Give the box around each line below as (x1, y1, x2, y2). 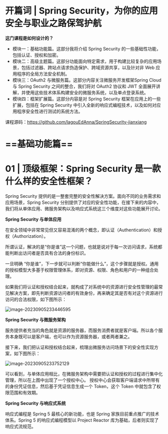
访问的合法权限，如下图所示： (5, 296, 66, 302)
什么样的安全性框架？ (5, 176, 93, 187)
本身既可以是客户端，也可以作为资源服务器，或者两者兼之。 (9, 334, 132, 340)
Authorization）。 (13, 233, 48, 239)
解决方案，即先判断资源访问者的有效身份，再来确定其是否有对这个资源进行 (9, 290, 163, 296)
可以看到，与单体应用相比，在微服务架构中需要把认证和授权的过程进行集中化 (5, 371, 163, 377)
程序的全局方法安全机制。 (16, 71, 70, 77)
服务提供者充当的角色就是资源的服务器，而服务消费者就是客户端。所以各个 (5, 327, 158, 333)
